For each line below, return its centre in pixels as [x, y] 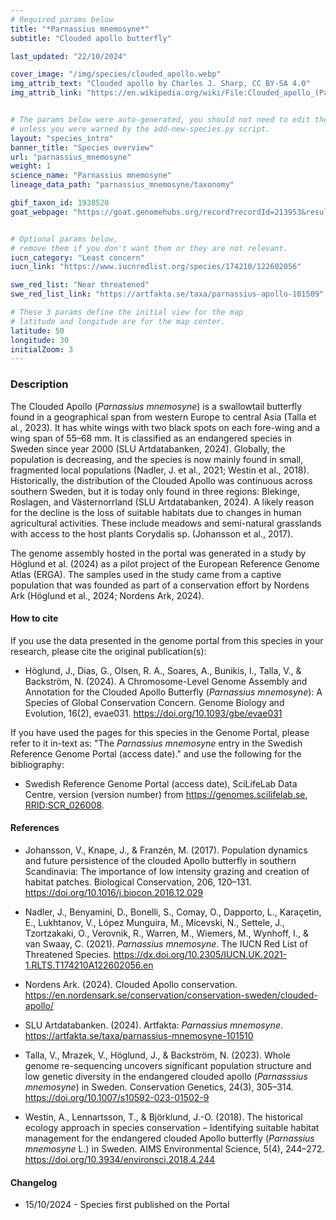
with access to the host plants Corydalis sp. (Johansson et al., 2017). [152, 533]
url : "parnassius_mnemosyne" [71, 157]
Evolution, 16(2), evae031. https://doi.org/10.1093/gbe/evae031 [153, 713]
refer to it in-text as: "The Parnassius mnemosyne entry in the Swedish [156, 743]
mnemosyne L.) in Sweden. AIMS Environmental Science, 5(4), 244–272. [174, 1148]
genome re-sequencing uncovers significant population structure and [168, 1065]
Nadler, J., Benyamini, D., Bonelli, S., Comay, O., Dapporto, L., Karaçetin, [173, 912]
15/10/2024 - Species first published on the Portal [127, 1205]
